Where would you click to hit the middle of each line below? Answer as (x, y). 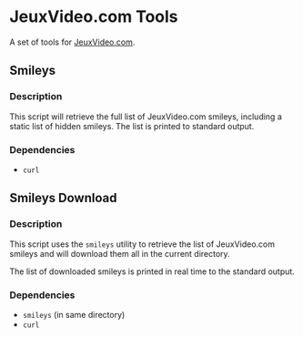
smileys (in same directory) (74, 314)
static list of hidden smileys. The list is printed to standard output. (132, 126)
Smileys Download (63, 198)
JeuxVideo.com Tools (94, 17)
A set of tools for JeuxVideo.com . (72, 42)
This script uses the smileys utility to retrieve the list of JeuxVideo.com (142, 244)
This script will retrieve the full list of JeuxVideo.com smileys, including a (146, 117)
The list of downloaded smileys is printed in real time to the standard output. (152, 271)
